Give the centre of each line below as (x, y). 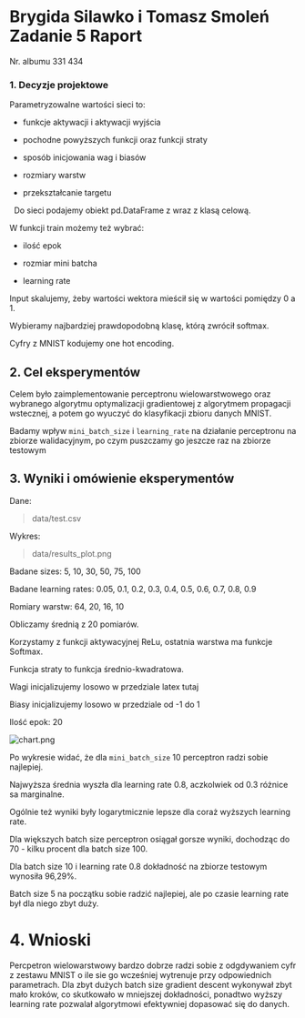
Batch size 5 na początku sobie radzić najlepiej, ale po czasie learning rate (149, 893)
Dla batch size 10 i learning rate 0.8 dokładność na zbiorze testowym (138, 866)
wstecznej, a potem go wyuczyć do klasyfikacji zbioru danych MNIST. (141, 413)
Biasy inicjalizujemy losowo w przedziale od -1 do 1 (105, 704)
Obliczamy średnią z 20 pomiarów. (74, 624)
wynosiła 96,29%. (43, 876)
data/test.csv (56, 518)
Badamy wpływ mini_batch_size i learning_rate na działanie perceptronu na (153, 431)
